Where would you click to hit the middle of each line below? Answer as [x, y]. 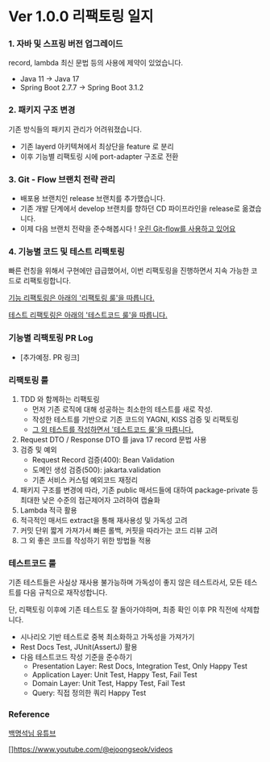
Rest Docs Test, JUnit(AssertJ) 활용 [79, 647]
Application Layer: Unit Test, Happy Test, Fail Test [114, 675]
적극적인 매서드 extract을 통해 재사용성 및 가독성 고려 [104, 520]
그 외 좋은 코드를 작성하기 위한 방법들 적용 [85, 540]
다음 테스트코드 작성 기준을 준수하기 [76, 657]
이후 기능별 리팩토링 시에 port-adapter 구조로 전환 [99, 156]
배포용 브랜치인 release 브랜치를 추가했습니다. [92, 199]
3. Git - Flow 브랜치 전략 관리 [62, 179]
